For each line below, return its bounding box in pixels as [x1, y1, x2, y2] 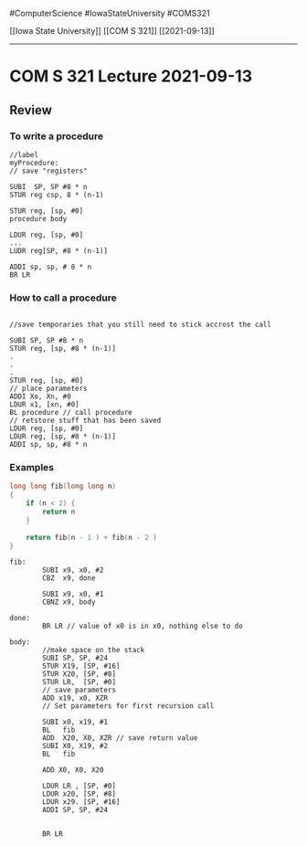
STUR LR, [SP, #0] [42, 678, 117, 687]
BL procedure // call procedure [9, 408, 132, 418]
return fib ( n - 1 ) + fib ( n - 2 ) [26, 533, 157, 542]
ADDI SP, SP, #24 [42, 806, 108, 815]
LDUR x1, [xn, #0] [9, 400, 79, 409]
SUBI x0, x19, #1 [42, 717, 108, 727]
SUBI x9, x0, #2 [42, 566, 104, 575]
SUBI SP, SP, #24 [42, 653, 108, 663]
